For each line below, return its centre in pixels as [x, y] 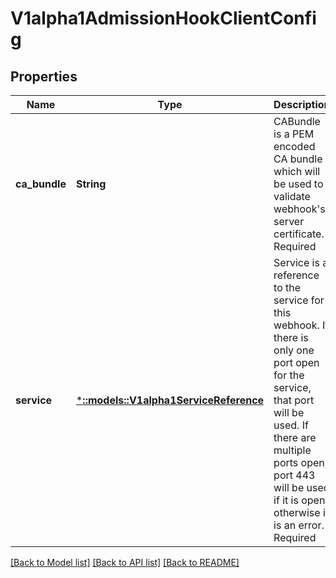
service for [299, 300]
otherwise [297, 512]
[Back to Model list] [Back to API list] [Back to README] [125, 562]
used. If [291, 425]
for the [289, 375]
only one [294, 350]
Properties [44, 76]
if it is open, [300, 500]
